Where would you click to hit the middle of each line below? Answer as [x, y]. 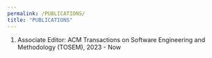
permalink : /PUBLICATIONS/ [46, 13]
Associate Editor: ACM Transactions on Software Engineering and [111, 39]
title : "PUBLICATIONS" [40, 20]
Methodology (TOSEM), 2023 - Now [69, 47]
